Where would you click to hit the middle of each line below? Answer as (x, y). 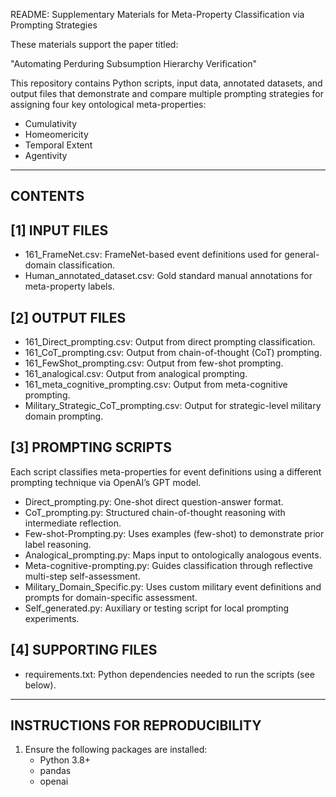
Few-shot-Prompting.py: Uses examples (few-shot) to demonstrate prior (174, 533)
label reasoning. (58, 544)
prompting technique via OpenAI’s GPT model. (106, 482)
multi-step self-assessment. (82, 576)
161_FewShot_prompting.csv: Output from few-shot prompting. (154, 363)
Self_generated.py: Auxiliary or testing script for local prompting (157, 608)
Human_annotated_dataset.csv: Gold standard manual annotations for (168, 276)
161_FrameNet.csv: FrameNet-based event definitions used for (153, 255)
